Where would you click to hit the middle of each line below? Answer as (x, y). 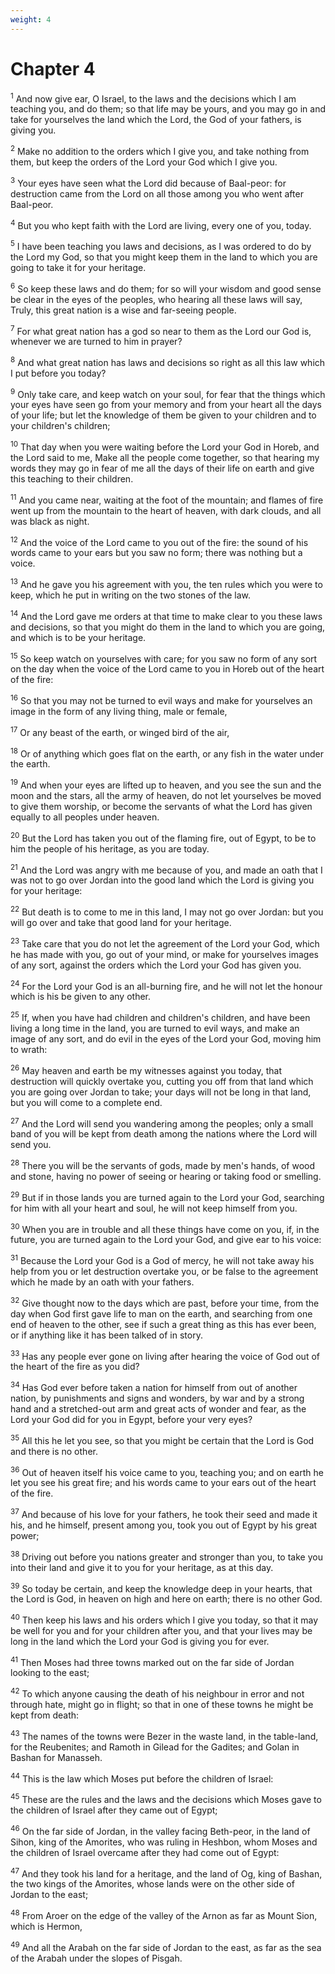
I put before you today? (58, 373)
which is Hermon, (46, 1927)
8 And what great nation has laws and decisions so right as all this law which (168, 361)
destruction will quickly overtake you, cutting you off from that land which (162, 1081)
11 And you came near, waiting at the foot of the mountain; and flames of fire (167, 499)
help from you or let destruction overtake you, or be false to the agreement (164, 1271)
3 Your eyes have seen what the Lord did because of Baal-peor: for (148, 182)
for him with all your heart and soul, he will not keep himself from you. (154, 1208)
